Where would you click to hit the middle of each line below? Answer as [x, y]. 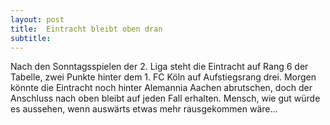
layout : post [37, 19]
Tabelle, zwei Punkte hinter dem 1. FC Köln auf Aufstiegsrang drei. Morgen [163, 77]
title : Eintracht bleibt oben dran [86, 29]
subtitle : [31, 38]
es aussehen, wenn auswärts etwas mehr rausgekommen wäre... [144, 109]
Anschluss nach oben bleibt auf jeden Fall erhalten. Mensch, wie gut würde [165, 98]
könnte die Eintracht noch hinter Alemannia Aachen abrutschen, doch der [161, 88]
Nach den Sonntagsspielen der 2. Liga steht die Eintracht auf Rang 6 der [159, 67]
